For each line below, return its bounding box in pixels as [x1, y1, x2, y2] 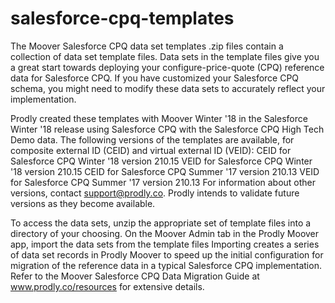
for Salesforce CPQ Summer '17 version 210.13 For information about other [10, 176, 317, 188]
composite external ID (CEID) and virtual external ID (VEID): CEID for [10, 144, 292, 156]
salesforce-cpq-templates [10, 7, 235, 30]
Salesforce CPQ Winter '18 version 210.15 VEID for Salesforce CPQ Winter [10, 155, 313, 167]
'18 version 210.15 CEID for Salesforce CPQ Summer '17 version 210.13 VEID [10, 165, 320, 177]
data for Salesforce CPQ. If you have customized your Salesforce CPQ [10, 72, 300, 84]
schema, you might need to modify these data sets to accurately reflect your [10, 82, 326, 94]
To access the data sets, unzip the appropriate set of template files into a [10, 217, 312, 229]
